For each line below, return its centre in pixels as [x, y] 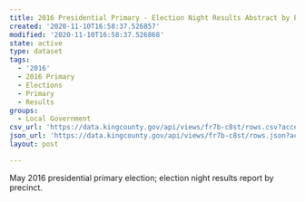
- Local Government [54, 119]
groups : [24, 111]
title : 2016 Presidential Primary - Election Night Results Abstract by [150, 18]
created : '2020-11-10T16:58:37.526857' [85, 26]
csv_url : [26, 128]
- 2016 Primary [46, 77]
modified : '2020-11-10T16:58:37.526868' [87, 34]
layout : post [34, 144]
